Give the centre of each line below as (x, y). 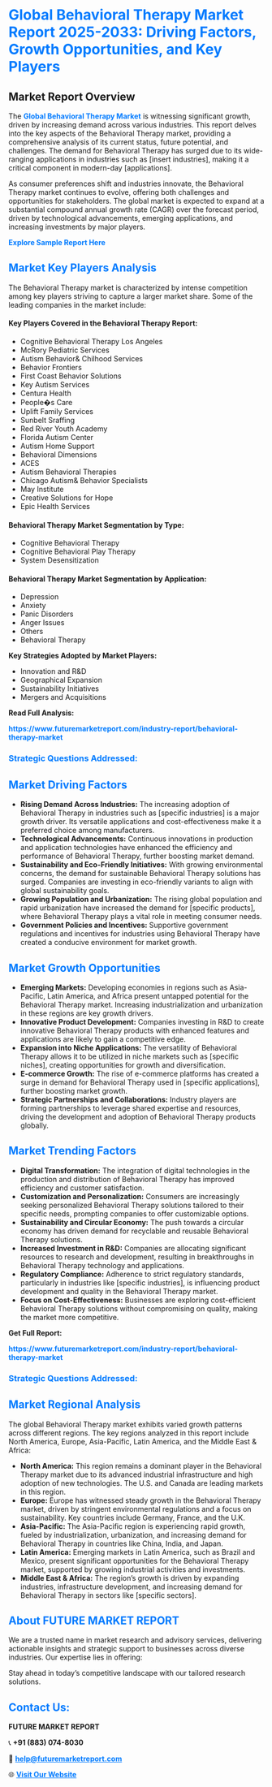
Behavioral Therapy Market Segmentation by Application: (108, 579)
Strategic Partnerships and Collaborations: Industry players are (128, 1099)
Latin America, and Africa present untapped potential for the (148, 995)
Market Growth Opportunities (84, 968)
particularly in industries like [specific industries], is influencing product (140, 1282)
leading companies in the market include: (78, 304)
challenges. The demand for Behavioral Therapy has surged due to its (125, 151)
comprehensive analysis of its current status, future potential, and (119, 142)
